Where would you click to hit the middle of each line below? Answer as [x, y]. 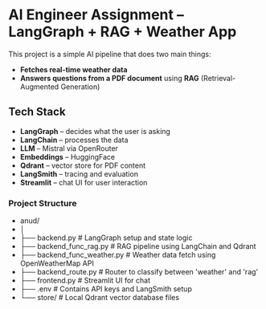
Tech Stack [37, 112]
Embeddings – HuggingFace [68, 157]
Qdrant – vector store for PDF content [83, 165]
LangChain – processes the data [74, 140]
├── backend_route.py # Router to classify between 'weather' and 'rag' [139, 272]
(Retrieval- [218, 78]
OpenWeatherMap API [57, 263]
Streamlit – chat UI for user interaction [84, 182]
